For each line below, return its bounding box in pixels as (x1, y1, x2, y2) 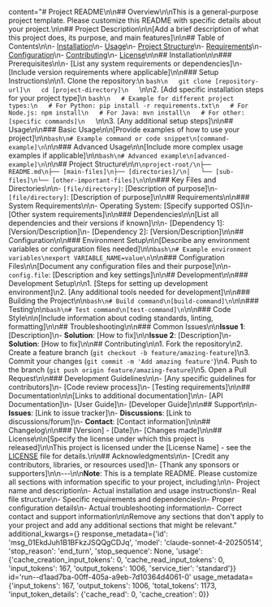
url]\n (8, 86, 31, 94)
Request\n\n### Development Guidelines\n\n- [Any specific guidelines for (8, 374, 257, 383)
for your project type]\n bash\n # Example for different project (8, 93, 234, 102)
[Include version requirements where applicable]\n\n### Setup (8, 67, 219, 76)
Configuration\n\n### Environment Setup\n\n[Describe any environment (8, 236, 250, 245)
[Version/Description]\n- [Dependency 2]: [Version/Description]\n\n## (8, 227, 244, 236)
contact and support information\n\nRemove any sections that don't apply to (8, 512, 264, 521)
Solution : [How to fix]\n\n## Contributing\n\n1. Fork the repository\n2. (8, 339, 244, 349)
